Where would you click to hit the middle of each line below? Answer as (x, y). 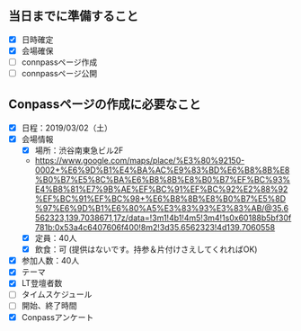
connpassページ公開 (59, 73)
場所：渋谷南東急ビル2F (79, 150)
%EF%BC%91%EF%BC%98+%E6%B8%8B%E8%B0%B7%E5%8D (160, 199)
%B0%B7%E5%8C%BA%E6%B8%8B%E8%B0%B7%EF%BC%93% (163, 180)
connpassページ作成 (59, 62)
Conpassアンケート (58, 317)
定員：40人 (56, 238)
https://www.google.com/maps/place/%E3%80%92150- (140, 161)
